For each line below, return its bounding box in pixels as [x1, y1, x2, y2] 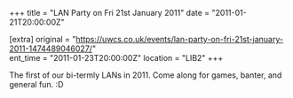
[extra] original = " [9, 34, 76, 44]
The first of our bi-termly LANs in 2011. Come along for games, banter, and [9, 70, 282, 80]
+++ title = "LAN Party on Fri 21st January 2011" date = [9, 8, 210, 18]
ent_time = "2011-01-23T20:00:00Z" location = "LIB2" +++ [9, 53, 224, 63]
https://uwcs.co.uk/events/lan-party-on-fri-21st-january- [75, 34, 284, 44]
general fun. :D [9, 79, 64, 89]
